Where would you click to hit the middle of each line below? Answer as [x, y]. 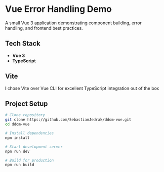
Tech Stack [23, 44]
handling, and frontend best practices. [44, 28]
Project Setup [27, 104]
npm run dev [17, 151]
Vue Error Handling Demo [59, 9]
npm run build [20, 165]
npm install [17, 138]
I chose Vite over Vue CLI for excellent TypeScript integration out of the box [82, 88]
